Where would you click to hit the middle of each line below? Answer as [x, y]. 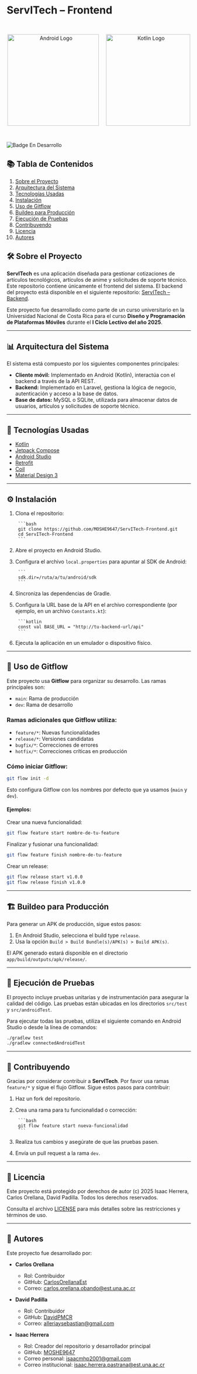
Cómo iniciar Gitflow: [37, 767]
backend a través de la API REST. [55, 381]
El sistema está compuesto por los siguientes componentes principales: [93, 364]
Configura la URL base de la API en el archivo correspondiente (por [96, 605]
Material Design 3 [36, 476]
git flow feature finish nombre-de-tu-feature [64, 855]
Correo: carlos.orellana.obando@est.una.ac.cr [80, 1288]
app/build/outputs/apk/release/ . [47, 959]
